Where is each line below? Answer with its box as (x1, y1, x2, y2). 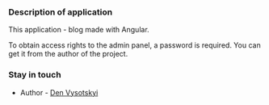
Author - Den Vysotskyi (19, 87, 99, 97)
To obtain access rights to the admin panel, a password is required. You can (8, 40, 261, 50)
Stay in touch (8, 69, 62, 81)
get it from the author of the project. (8, 49, 128, 59)
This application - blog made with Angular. (8, 25, 149, 35)
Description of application (8, 6, 113, 18)
